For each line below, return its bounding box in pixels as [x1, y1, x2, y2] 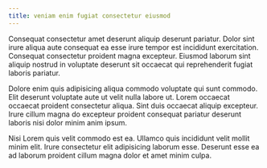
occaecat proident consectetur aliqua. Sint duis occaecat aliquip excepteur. [8, 100, 259, 110]
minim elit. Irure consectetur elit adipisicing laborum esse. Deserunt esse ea [8, 141, 260, 151]
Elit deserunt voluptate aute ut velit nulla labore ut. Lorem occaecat [8, 92, 231, 101]
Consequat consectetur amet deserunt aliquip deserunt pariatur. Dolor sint [8, 34, 255, 43]
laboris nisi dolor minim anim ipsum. [8, 117, 127, 127]
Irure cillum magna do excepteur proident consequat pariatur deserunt [8, 109, 242, 119]
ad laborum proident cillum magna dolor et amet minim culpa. [8, 150, 212, 160]
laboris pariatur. [8, 68, 60, 77]
